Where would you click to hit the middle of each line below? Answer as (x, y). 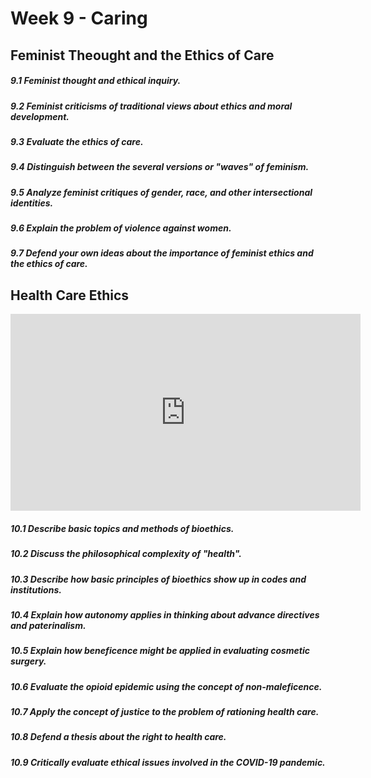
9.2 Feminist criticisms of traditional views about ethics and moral (151, 106)
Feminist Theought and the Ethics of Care (142, 55)
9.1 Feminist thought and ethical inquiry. (96, 81)
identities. (32, 203)
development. (40, 116)
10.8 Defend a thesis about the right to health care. (118, 737)
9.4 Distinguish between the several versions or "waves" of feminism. (160, 167)
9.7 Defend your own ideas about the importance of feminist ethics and (162, 253)
